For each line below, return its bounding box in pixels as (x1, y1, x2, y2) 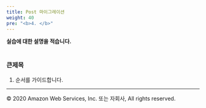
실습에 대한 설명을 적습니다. (6, 38, 72, 45)
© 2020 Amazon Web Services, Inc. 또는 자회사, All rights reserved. (6, 95, 176, 102)
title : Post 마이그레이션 (6, 9, 65, 15)
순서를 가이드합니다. (15, 76, 63, 83)
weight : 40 (6, 15, 34, 21)
